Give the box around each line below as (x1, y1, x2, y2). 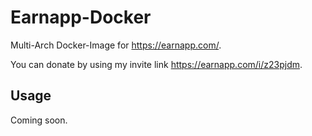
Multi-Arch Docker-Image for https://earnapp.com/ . (10, 39, 222, 51)
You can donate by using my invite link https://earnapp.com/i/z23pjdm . (10, 58, 303, 70)
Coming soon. (10, 114, 68, 126)
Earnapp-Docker (10, 6, 152, 29)
